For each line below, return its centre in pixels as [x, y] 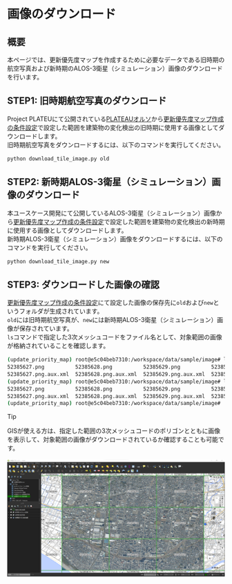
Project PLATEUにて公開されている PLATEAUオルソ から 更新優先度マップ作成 [116, 119]
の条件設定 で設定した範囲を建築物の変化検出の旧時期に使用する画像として [113, 127]
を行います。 [25, 77]
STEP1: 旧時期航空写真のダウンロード [87, 101]
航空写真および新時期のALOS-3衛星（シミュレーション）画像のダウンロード [115, 68]
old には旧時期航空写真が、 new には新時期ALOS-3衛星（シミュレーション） [112, 320]
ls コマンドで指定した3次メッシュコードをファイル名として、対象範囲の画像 [115, 337]
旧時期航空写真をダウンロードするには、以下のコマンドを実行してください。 [116, 144]
